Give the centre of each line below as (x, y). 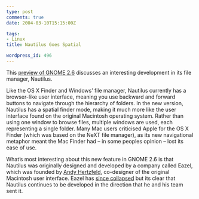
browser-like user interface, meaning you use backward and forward (91, 97)
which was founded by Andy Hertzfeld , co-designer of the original (88, 172)
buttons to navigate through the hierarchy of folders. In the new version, (95, 103)
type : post (20, 12)
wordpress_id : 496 (29, 56)
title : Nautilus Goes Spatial (44, 45)
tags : (13, 33)
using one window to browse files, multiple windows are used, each (90, 122)
